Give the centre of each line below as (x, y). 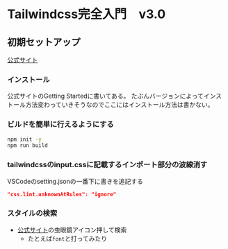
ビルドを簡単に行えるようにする (61, 124)
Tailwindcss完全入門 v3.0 (87, 14)
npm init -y (24, 139)
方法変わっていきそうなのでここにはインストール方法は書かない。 (120, 105)
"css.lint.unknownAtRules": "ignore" (62, 194)
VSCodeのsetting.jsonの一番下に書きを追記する (75, 181)
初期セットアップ (44, 42)
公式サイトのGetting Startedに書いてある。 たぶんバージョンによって (105, 96)
